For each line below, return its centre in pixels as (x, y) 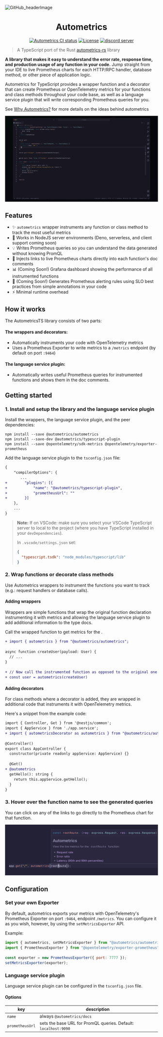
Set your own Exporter (32, 903)
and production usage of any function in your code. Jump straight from (78, 64)
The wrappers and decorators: (36, 332)
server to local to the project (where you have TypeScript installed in (85, 528)
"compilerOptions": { (35, 473)
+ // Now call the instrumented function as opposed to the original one (81, 672)
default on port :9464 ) (34, 353)
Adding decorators (24, 688)
